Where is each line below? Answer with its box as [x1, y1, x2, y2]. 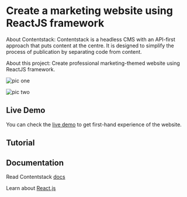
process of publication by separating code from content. [6, 48, 142, 55]
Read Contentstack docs [6, 173, 65, 180]
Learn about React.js [6, 184, 56, 191]
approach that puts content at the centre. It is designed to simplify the [6, 42, 174, 49]
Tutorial [6, 138, 35, 148]
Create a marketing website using [6, 4, 174, 18]
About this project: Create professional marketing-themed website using [6, 60, 180, 67]
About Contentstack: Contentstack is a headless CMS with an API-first [6, 36, 175, 43]
